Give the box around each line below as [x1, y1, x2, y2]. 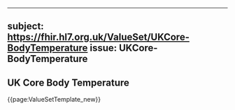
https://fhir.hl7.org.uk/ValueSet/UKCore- [7, 31, 190, 43]
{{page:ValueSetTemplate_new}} [7, 95, 101, 104]
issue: [90, 42, 117, 54]
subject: [7, 20, 44, 32]
